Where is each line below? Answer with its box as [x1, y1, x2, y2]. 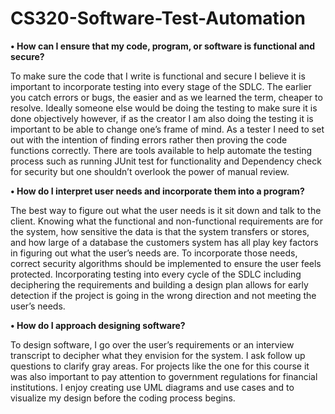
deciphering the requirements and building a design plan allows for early [10, 278, 309, 291]
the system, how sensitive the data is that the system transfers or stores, [10, 225, 310, 237]
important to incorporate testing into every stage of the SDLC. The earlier [10, 80, 312, 92]
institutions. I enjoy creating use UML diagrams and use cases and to [10, 381, 295, 393]
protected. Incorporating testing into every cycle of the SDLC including [10, 268, 302, 280]
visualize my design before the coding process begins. [10, 392, 236, 404]
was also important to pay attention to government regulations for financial [10, 370, 318, 382]
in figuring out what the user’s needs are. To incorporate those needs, [10, 247, 298, 259]
